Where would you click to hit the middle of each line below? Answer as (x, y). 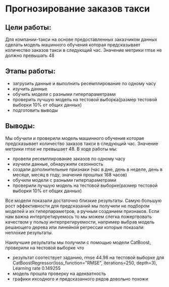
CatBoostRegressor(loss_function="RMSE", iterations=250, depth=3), (85, 263)
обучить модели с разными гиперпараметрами (64, 94)
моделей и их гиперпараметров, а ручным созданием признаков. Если (82, 211)
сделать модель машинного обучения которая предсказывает (73, 45)
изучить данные (30, 89)
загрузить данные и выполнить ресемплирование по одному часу (84, 83)
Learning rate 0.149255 (37, 268)
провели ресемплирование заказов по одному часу (69, 159)
